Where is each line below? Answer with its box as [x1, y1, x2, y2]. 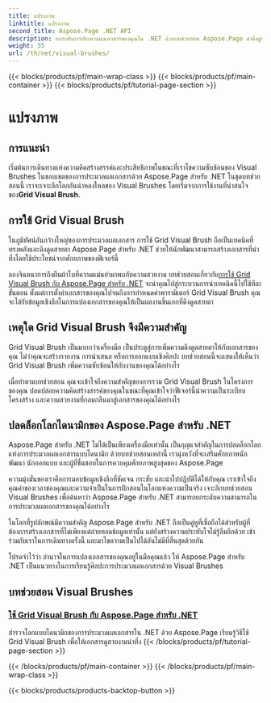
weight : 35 [8, 42, 45, 50]
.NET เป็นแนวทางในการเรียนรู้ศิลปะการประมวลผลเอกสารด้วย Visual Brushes [8, 561, 223, 570]
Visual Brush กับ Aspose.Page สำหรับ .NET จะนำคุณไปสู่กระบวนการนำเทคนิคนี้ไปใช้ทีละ [8, 278, 262, 288]
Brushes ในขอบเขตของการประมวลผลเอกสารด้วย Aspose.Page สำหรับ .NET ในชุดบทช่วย [8, 171, 261, 181]
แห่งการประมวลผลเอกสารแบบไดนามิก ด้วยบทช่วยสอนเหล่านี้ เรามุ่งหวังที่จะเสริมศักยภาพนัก [8, 449, 248, 459]
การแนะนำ [8, 141, 50, 154]
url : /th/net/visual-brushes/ [8, 49, 110, 57]
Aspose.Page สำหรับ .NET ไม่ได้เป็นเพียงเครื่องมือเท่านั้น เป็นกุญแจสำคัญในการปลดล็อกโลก [8, 440, 262, 449]
